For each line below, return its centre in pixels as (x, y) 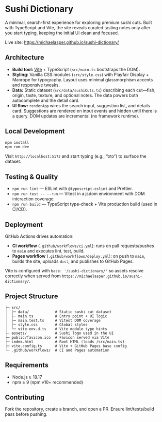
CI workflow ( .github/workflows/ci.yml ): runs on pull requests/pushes (83, 246)
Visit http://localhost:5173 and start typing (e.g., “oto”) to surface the (76, 156)
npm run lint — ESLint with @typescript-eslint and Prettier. (73, 189)
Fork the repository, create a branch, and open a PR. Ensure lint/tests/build (80, 409)
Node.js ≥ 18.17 (27, 377)
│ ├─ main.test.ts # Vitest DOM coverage (53, 320)
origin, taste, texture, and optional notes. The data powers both (75, 95)
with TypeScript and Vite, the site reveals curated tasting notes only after (78, 27)
